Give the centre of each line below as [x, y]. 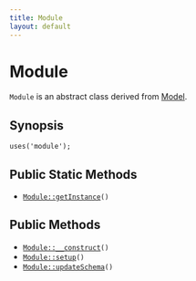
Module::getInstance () [66, 197]
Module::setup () [53, 257]
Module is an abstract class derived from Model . [98, 97]
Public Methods [55, 225]
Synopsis [36, 125]
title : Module [36, 18]
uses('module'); [40, 147]
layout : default [40, 26]
